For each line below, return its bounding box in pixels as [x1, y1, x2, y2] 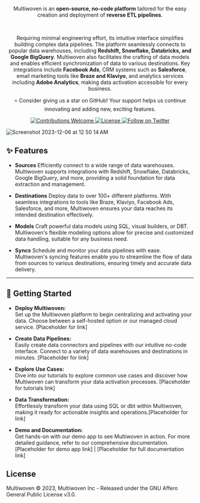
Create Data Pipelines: [14, 335, 71, 342]
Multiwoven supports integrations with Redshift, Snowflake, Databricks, [14, 168, 190, 175]
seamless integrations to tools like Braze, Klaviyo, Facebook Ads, [14, 198, 174, 205]
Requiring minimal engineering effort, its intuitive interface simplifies [16, 35, 184, 41]
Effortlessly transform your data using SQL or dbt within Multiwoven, [14, 402, 183, 410]
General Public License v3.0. [6, 491, 76, 498]
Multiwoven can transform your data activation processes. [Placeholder [14, 378, 190, 385]
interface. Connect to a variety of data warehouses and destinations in [14, 348, 188, 355]
